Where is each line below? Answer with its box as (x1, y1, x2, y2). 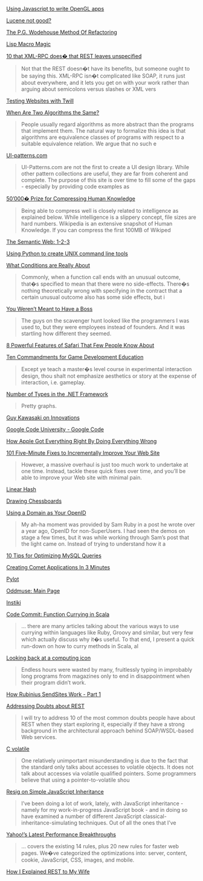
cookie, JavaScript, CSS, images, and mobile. (21, 856, 135, 863)
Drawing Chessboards (6, 497, 62, 504)
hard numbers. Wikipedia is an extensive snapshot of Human (21, 220, 173, 227)
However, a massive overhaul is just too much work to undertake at (21, 461, 188, 468)
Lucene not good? (6, 17, 52, 24)
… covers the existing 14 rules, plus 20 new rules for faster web (21, 843, 179, 849)
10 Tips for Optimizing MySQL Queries (6, 552, 101, 559)
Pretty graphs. (21, 403, 57, 409)
